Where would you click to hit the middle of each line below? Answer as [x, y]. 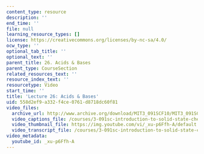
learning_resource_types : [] [43, 35]
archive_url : [28, 113]
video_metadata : [27, 136]
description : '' [27, 18]
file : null [20, 29]
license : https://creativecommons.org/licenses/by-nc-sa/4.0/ [87, 40]
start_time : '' [25, 91]
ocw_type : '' [23, 46]
